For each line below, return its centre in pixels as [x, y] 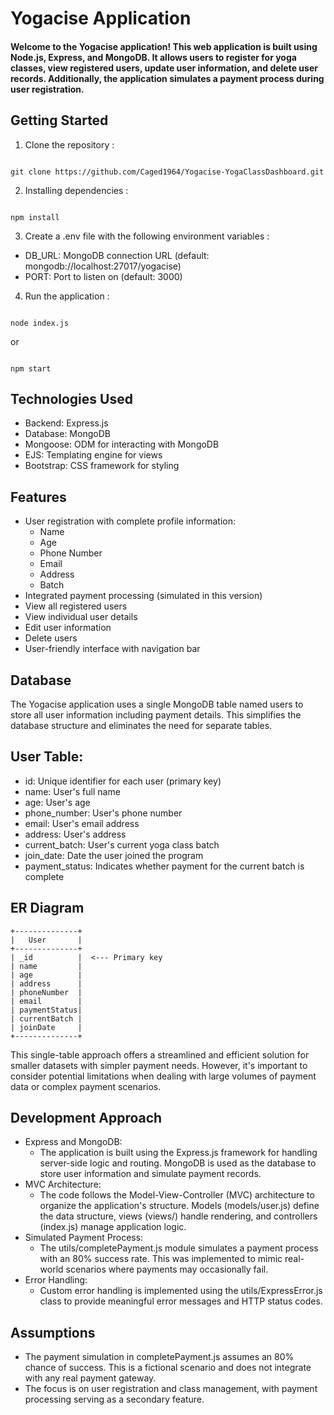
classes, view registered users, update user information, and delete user [164, 68]
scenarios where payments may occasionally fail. [167, 1269]
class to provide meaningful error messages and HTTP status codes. [181, 1301]
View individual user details [81, 617]
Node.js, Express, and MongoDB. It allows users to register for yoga [153, 57]
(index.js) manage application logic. [113, 1227]
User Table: [47, 757]
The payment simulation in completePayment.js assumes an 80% [159, 1357]
